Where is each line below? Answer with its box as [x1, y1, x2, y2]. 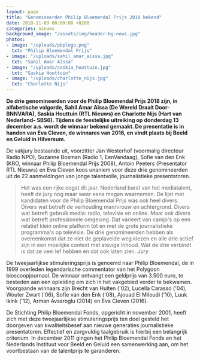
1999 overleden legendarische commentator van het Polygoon [6, 266, 160, 273]
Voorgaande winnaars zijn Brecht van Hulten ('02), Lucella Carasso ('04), [6, 285, 187, 292]
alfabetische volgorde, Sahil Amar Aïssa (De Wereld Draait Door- [6, 104, 170, 111]
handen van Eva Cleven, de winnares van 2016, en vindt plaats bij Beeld [6, 129, 188, 136]
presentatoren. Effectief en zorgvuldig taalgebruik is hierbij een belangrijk [6, 328, 187, 335]
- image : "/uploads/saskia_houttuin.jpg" [6, 64, 111, 71]
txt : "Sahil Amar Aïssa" [11, 59, 74, 65]
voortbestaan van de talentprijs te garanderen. [6, 347, 121, 354]
